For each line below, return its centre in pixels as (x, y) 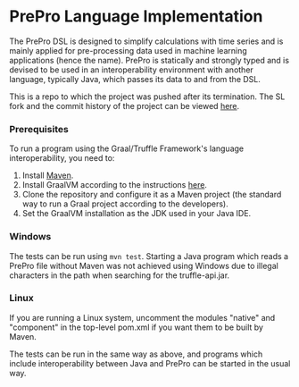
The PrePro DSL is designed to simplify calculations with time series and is (146, 41)
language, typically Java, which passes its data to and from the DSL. (135, 79)
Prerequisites (39, 129)
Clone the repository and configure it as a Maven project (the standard (152, 195)
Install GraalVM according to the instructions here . (115, 185)
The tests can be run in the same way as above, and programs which (136, 354)
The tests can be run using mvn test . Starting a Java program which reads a (149, 256)
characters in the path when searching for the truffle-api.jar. (120, 275)
